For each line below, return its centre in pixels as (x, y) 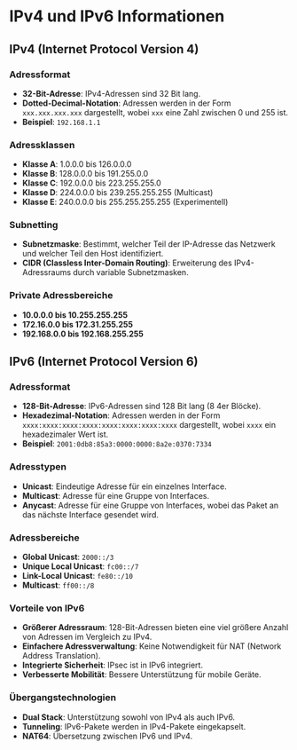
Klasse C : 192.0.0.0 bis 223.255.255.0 (91, 183)
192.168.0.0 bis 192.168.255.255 (82, 334)
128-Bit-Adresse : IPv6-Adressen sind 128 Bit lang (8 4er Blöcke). (141, 407)
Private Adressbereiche (61, 296)
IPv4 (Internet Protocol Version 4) (104, 49)
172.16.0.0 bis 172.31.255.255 (77, 324)
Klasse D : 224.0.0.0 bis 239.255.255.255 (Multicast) (117, 193)
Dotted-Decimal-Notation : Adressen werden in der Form (127, 103)
